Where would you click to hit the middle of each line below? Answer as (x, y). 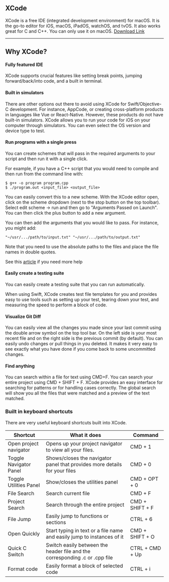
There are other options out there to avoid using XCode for (66, 104)
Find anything (20, 366)
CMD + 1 (141, 446)
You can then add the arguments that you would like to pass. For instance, (82, 222)
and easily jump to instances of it (85, 537)
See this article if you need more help (44, 262)
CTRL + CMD (146, 548)
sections (56, 522)
